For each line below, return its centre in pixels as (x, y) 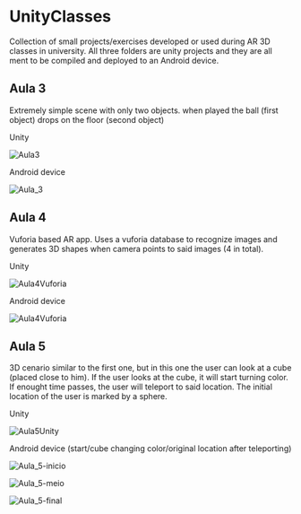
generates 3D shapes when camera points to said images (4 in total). (137, 248)
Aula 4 (28, 218)
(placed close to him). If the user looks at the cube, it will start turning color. (149, 378)
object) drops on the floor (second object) (87, 119)
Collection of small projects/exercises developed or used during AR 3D (140, 41)
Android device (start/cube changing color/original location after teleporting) (150, 449)
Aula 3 (28, 88)
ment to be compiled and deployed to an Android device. (114, 60)
